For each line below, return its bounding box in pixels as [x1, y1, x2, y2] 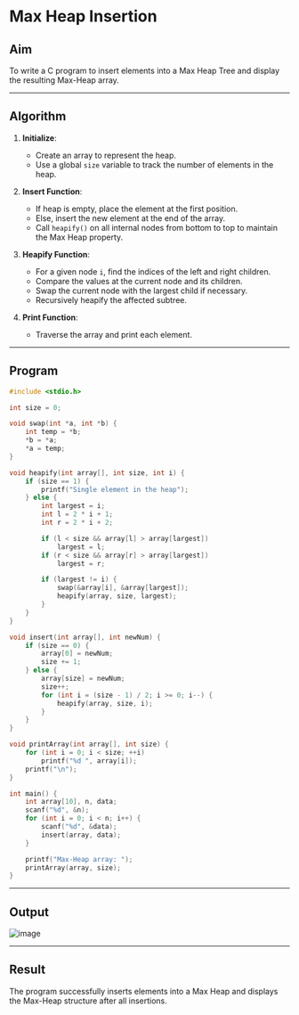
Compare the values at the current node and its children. [35, 275, 243, 286]
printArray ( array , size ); [25, 863, 122, 872]
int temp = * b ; [25, 428, 82, 437]
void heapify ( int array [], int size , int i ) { [9, 468, 185, 478]
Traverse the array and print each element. [35, 329, 193, 340]
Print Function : [21, 312, 78, 323]
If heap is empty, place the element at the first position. [35, 203, 238, 214]
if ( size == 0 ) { [25, 641, 90, 650]
